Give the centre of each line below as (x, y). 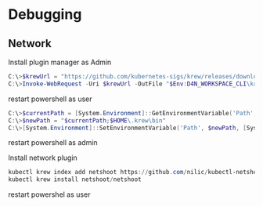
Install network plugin (43, 158)
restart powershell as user (50, 99)
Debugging (45, 15)
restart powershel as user (49, 194)
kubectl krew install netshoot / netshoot (75, 180)
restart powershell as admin (53, 143)
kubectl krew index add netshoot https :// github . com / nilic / (108, 172)
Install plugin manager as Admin (60, 62)
